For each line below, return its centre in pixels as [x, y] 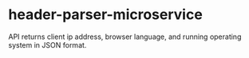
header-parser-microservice [106, 15]
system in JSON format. [47, 44]
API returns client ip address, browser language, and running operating [125, 37]
